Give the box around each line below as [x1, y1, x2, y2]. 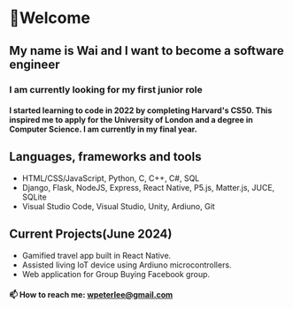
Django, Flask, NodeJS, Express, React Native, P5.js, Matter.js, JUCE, [21, 182, 275, 192]
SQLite [21, 192, 47, 202]
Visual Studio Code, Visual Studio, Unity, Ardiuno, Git [21, 200, 215, 211]
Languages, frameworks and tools [9, 149, 202, 164]
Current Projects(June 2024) [9, 227, 173, 242]
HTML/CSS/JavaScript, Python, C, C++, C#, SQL [21, 172, 200, 184]
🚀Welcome [9, 8, 91, 28]
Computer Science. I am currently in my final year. [9, 124, 197, 135]
